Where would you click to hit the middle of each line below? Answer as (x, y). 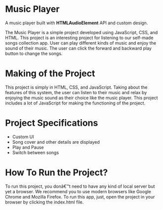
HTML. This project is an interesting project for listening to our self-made (79, 38)
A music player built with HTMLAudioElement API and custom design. (77, 23)
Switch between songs (36, 153)
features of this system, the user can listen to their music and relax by (76, 92)
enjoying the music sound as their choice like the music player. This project (81, 98)
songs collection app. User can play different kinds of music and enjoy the (81, 43)
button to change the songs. (34, 53)
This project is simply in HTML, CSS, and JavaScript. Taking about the (76, 87)
